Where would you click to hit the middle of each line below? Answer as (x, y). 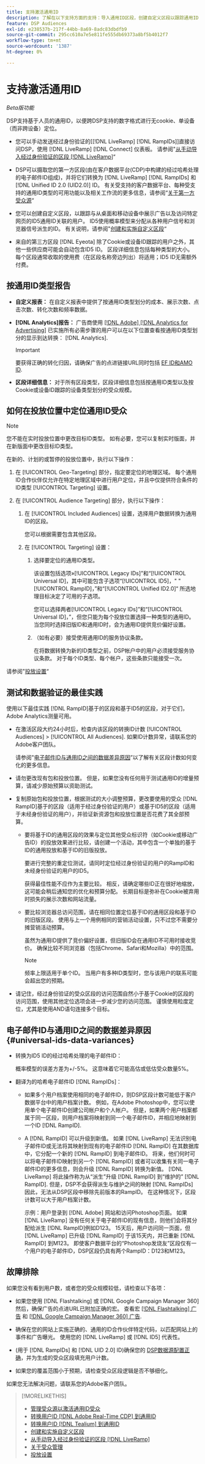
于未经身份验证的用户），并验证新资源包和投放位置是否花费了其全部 (100, 814)
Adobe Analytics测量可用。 (40, 716)
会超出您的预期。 (46, 981)
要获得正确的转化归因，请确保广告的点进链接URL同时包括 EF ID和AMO (104, 363)
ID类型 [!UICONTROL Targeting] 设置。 (64, 488)
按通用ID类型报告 (39, 286)
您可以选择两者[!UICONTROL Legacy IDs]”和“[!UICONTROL (108, 609)
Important (28, 350)
